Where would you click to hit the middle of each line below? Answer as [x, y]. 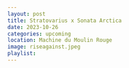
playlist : [22, 54]
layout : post [27, 14]
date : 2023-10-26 [33, 27]
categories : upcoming [39, 34]
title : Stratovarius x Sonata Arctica [64, 21]
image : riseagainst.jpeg [44, 47]
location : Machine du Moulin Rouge [60, 40]
